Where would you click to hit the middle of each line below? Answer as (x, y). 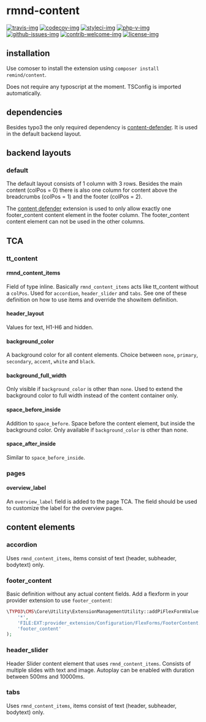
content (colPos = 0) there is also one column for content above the (92, 190)
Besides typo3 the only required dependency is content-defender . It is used (102, 127)
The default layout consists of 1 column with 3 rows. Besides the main (94, 184)
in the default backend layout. (44, 134)
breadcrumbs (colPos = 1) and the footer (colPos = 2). (74, 197)
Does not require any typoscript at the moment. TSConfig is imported (94, 86)
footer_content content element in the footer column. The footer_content (98, 215)
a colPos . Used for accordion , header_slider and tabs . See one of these (97, 293)
